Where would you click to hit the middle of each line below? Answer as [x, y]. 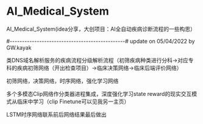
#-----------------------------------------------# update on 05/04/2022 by [101, 41]
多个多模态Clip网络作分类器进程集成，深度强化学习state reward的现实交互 [99, 93]
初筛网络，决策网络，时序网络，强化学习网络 [62, 81]
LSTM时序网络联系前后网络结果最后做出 [56, 114]
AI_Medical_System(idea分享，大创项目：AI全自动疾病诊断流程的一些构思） [101, 29]
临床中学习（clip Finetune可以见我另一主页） [73, 101]
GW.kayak [19, 48]
